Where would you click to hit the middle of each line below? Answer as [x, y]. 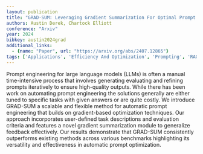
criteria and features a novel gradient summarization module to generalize [98, 125]
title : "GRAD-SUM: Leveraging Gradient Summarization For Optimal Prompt [101, 18]
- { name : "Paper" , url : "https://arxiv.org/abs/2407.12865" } [90, 51]
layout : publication [32, 12]
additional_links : [29, 46]
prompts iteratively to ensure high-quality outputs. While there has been [96, 87]
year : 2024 [20, 34]
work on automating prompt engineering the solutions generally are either [98, 93]
